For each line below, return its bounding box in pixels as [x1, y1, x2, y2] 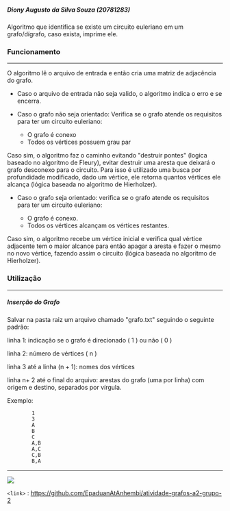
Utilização [7, 274, 42, 284]
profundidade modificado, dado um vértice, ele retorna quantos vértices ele [7, 173, 221, 182]
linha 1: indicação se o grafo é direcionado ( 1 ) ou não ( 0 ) [7, 336, 172, 344]
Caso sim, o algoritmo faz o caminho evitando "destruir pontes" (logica [7, 151, 207, 160]
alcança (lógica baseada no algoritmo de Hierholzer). [7, 180, 157, 188]
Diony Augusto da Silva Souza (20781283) [7, 5, 131, 14]
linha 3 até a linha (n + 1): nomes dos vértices [7, 362, 135, 371]
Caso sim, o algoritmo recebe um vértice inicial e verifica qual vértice [7, 235, 203, 243]
